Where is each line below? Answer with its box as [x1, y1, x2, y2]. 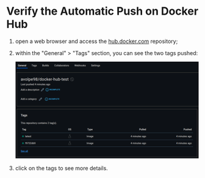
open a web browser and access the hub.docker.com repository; [15, 37, 178, 45]
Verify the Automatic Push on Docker [6, 4, 199, 18]
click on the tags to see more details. [15, 165, 108, 172]
